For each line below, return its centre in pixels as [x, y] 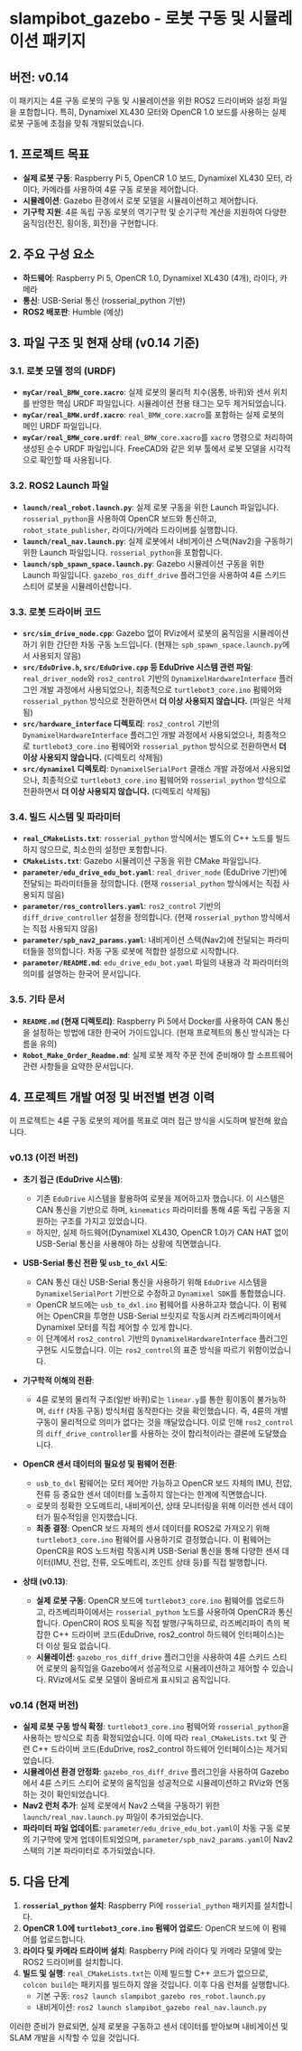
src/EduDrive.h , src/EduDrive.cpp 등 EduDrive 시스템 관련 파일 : [137, 667]
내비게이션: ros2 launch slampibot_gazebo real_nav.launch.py [151, 2007]
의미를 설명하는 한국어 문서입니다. [82, 974]
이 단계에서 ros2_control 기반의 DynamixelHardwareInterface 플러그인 [162, 1338]
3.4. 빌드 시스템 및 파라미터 [65, 817]
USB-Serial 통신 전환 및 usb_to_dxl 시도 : [95, 1262]
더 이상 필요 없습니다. [73, 1645]
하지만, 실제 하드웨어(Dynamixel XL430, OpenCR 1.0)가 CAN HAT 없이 [162, 1232]
